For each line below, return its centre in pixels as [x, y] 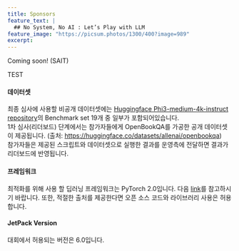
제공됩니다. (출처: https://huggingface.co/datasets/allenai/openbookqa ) [118, 135]
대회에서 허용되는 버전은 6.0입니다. [56, 240]
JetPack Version [32, 223]
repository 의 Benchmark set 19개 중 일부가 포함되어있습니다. [93, 118]
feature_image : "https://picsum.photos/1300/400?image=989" [99, 34]
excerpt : [20, 41]
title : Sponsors [31, 14]
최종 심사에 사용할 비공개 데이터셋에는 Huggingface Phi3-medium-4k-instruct [118, 109]
